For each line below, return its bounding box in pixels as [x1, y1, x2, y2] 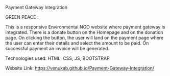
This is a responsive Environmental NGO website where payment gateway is [5, 24, 165, 30]
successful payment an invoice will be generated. [5, 46, 110, 51]
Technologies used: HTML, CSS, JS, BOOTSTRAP [5, 55, 110, 61]
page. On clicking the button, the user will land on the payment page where [5, 35, 164, 41]
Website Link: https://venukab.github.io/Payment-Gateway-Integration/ [5, 65, 155, 71]
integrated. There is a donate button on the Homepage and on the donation [5, 29, 163, 35]
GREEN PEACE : [5, 14, 39, 20]
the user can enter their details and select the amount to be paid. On [5, 40, 149, 46]
